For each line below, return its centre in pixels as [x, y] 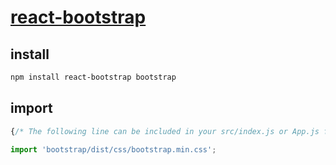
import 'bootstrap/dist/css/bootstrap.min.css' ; [113, 149]
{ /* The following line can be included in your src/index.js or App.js [165, 131]
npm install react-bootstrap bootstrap [93, 77]
